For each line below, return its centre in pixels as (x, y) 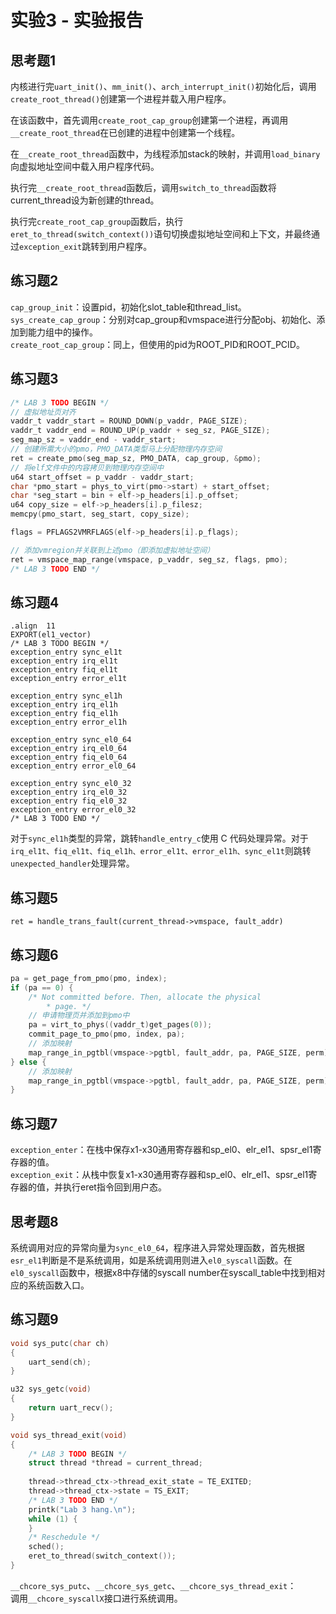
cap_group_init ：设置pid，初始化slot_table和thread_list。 (128, 307)
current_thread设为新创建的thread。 (85, 200)
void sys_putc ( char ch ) (60, 1343)
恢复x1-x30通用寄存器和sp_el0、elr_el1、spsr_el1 (208, 1175)
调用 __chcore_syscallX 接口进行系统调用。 (96, 1598)
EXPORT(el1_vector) (51, 635)
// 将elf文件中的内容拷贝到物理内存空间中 (87, 467)
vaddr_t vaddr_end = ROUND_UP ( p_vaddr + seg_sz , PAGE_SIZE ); (140, 431)
